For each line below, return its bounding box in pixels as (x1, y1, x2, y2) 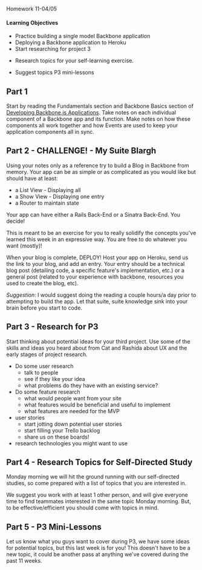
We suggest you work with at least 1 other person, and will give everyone (6, 491, 189, 499)
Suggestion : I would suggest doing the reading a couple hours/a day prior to (6, 291, 197, 299)
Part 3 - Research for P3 (6, 322, 99, 332)
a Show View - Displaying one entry (15, 193, 105, 200)
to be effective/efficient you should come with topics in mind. (6, 504, 159, 511)
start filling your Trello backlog (24, 426, 100, 434)
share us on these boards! (24, 433, 90, 440)
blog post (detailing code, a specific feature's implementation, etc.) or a (6, 267, 184, 274)
